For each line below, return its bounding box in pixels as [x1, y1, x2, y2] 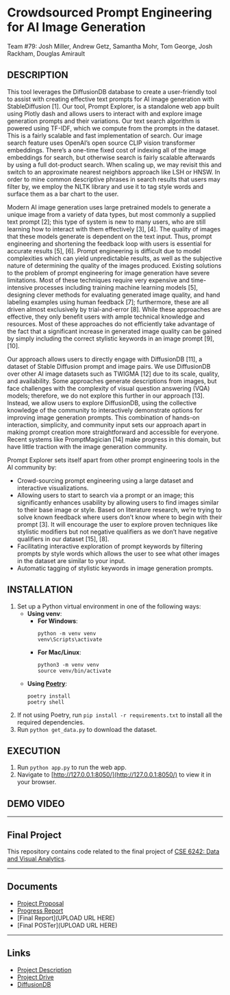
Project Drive [16, 973, 54, 981]
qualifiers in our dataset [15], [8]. [16, 534, 110, 543]
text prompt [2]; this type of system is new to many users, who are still [7, 218, 206, 226]
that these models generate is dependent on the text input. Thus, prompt [7, 232, 212, 240]
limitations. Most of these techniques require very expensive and [7, 276, 190, 284]
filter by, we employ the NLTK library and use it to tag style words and [7, 182, 204, 190]
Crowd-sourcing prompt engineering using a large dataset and [16, 476, 194, 485]
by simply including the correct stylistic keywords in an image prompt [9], [7, 334, 214, 343]
